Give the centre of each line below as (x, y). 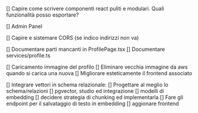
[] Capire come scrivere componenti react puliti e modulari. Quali (85, 9)
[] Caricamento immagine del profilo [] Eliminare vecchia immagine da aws (97, 67)
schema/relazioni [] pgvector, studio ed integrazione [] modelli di (85, 91)
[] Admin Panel (24, 26)
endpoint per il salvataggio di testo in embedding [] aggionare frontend (92, 104)
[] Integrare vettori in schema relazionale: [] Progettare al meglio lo (87, 85)
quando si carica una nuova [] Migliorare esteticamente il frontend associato (99, 73)
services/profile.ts (28, 55)
